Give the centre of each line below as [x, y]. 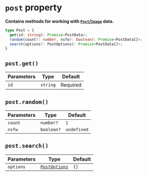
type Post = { [20, 30]
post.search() [27, 146]
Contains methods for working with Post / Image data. [60, 21]
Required [71, 85]
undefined [77, 129]
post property [34, 8]
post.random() [27, 102]
